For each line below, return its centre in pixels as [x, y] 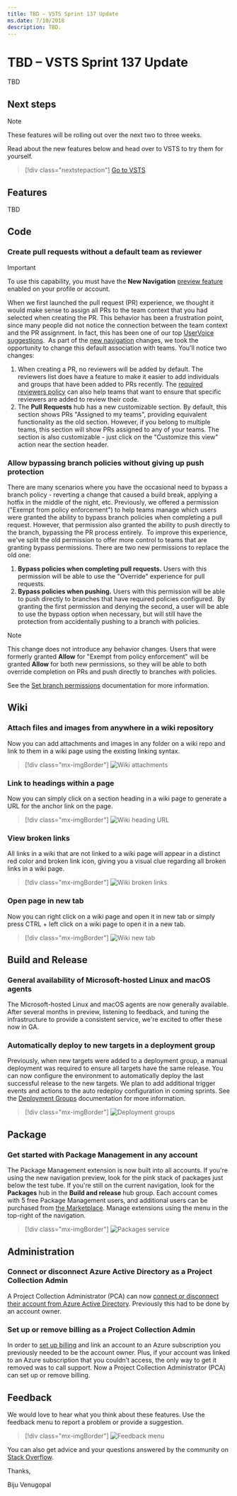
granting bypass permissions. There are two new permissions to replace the [118, 547]
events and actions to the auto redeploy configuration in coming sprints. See [119, 1091]
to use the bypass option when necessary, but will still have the [110, 614]
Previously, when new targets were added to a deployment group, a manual [117, 1061]
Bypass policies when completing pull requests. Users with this [112, 568]
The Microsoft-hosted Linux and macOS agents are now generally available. [118, 1004]
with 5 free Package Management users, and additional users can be [108, 1201]
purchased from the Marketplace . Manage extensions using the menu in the [118, 1208]
